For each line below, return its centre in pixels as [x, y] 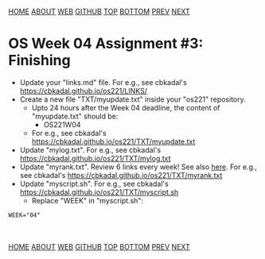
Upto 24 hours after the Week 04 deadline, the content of [126, 107]
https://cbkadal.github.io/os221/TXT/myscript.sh [99, 192]
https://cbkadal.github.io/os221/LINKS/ [83, 91]
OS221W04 [62, 124]
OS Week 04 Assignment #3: [106, 44]
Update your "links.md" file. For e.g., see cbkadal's [103, 82]
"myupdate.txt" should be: [75, 116]
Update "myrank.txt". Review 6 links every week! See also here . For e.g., [138, 167]
